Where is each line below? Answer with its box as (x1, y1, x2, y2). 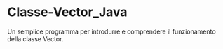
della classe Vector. (7, 34, 64, 43)
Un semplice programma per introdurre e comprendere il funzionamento (7, 27, 216, 36)
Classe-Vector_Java (7, 4, 128, 20)
